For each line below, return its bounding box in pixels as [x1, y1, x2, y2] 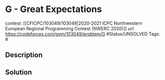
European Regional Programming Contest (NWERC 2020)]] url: [5, 25, 135, 31]
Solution [5, 68, 32, 76]
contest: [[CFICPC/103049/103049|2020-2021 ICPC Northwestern [5, 20, 143, 26]
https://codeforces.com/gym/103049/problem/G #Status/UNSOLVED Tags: [5, 31, 160, 37]
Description [5, 51, 43, 59]
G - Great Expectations [5, 4, 102, 15]
